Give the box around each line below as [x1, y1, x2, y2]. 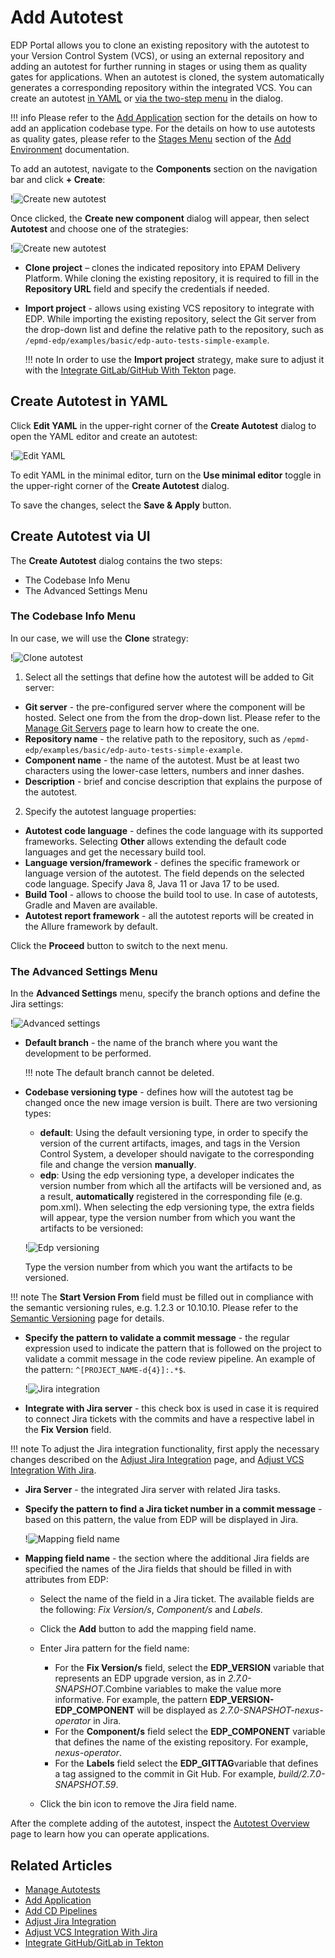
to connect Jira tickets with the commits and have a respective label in [24, 1413, 315, 1425]
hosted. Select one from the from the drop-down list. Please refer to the [24, 711, 321, 723]
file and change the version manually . [39, 1159, 197, 1171]
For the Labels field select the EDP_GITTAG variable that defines [54, 1757, 319, 1770]
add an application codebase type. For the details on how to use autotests [10, 122, 316, 134]
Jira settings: [10, 998, 64, 1010]
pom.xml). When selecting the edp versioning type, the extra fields [39, 1201, 315, 1213]
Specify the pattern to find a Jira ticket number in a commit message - [24, 1503, 323, 1515]
